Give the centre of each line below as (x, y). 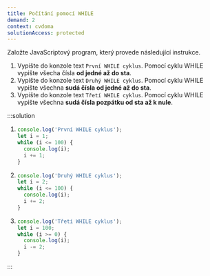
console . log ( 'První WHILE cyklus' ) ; (70, 130)
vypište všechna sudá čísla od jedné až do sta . (84, 88)
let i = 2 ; (33, 182)
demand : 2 (21, 20)
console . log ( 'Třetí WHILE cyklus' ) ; (70, 221)
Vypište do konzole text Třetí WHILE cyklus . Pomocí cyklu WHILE (110, 95)
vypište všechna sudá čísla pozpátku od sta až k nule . (95, 102)
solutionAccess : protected (46, 33)
